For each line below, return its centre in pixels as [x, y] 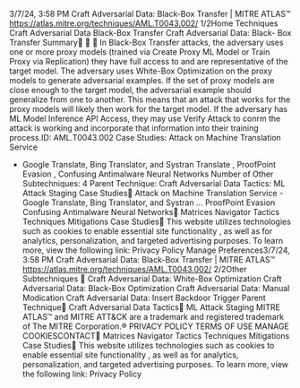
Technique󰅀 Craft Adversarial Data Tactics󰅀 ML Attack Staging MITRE [151, 307]
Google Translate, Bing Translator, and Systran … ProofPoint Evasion [149, 203]
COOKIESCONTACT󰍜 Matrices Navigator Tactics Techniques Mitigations [156, 336]
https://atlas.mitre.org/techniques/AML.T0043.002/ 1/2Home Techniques [144, 23]
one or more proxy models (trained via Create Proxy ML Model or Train [140, 52]
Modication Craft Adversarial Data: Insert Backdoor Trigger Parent [144, 297]
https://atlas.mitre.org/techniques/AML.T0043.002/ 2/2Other [134, 269]
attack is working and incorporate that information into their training [134, 128]
